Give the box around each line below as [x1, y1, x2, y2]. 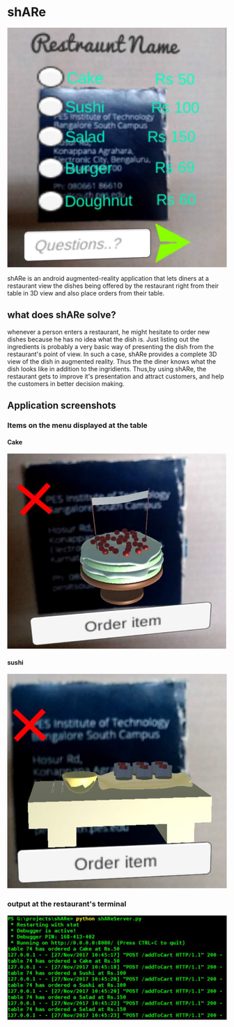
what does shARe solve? [7, 309, 116, 321]
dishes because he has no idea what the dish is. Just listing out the [7, 335, 200, 343]
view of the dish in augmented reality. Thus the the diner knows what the [7, 357, 217, 366]
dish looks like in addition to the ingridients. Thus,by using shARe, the [7, 364, 207, 373]
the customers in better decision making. [7, 379, 125, 387]
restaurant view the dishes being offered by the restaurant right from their [7, 281, 219, 290]
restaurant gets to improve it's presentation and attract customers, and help [7, 372, 224, 380]
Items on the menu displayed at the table [7, 421, 148, 431]
